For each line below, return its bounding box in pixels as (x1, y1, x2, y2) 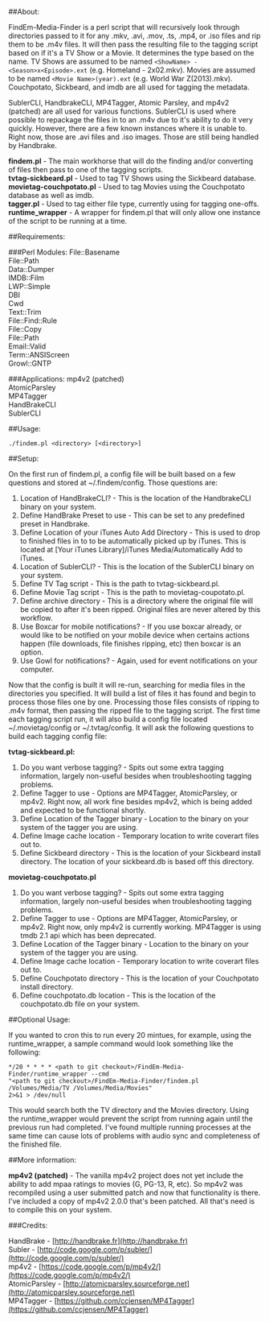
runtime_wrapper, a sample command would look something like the (8, 1039, 234, 1048)
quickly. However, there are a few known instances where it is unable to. (8, 124, 247, 133)
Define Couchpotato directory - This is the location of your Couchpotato (19, 973, 259, 983)
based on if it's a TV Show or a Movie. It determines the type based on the (8, 48, 255, 57)
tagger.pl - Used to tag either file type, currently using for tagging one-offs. (8, 199, 259, 209)
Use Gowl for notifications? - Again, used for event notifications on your (19, 656, 259, 665)
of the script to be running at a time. (8, 217, 128, 225)
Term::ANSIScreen (8, 350, 70, 359)
